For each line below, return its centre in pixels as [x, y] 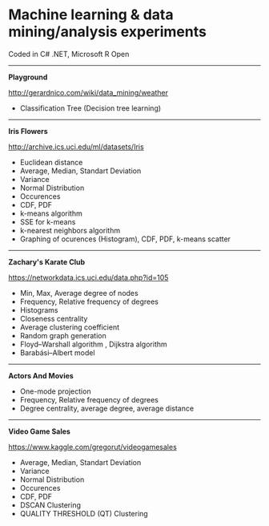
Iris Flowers [28, 131]
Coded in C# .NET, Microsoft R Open [69, 54]
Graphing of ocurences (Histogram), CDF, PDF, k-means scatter [125, 239]
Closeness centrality [54, 318]
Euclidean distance [51, 162]
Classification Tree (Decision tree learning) [90, 108]
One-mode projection [55, 391]
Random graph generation [63, 335]
